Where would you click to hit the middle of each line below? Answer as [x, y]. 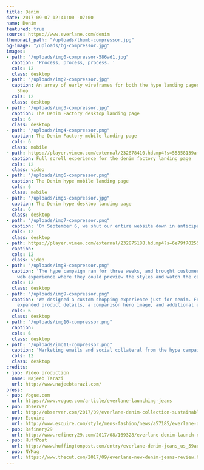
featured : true [25, 29]
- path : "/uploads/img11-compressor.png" [59, 344]
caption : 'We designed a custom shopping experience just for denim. [101, 300]
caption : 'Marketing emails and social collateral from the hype [96, 350]
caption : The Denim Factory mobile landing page [74, 136]
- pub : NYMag [23, 452]
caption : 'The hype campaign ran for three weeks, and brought [93, 271]
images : [16, 52]
